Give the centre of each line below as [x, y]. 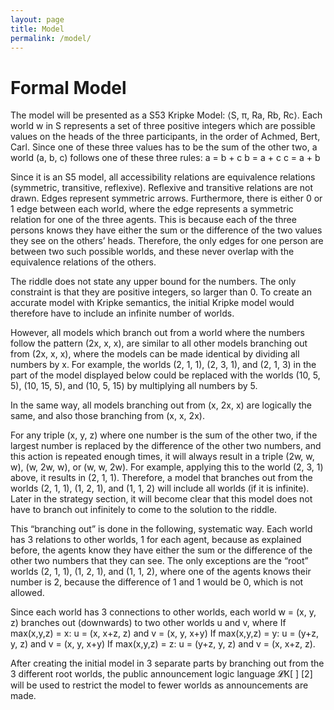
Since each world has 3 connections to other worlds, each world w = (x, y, [163, 612]
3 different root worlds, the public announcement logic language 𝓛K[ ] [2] [161, 674]
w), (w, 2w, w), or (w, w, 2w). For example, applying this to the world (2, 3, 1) [167, 467]
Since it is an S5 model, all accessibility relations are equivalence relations [163, 177]
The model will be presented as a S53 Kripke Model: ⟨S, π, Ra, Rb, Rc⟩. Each [166, 115]
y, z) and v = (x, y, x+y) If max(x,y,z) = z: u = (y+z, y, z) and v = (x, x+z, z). [163, 644]
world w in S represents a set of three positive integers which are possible [163, 126]
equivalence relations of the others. [83, 262]
